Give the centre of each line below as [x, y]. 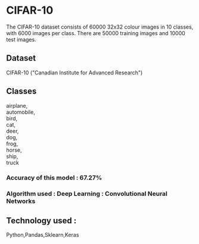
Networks [21, 201]
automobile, [21, 112]
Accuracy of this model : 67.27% [54, 178]
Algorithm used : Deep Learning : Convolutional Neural [87, 194]
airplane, [17, 105]
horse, [14, 150]
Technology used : [41, 220]
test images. [21, 39]
